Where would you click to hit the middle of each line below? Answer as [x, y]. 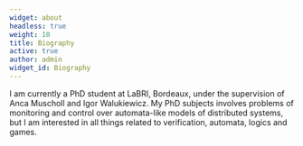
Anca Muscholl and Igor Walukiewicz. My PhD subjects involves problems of [151, 103]
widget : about [36, 18]
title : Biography [42, 43]
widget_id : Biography [50, 68]
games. [24, 132]
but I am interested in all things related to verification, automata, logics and [148, 122]
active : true [34, 51]
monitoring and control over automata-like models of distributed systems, [147, 113]
